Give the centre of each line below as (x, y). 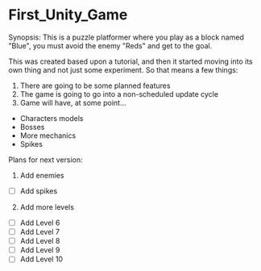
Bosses (32, 127)
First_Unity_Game (68, 15)
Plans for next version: (46, 160)
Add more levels (47, 207)
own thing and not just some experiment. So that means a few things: (123, 69)
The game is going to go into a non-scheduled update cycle (119, 94)
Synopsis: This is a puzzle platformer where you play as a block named (126, 37)
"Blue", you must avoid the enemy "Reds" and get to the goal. (110, 45)
